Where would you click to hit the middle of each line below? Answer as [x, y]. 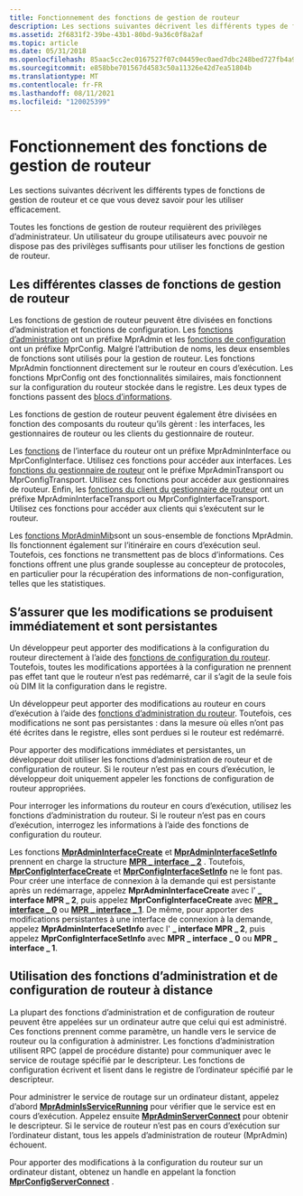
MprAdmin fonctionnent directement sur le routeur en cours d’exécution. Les [151, 368]
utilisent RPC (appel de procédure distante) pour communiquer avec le [140, 1050]
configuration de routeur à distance [111, 991]
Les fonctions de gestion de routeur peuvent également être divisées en [143, 414]
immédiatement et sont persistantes [114, 626]
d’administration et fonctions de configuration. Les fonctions [121, 329]
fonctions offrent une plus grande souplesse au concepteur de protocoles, [147, 564]
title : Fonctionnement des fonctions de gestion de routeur [125, 18]
